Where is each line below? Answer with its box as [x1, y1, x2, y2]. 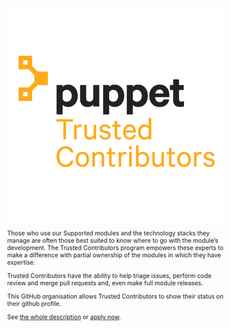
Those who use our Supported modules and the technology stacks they [7, 229, 210, 237]
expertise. [7, 259, 36, 266]
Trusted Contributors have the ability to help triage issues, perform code [7, 272, 211, 280]
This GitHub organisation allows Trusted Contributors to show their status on [7, 292, 224, 300]
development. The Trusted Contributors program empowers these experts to [7, 243, 224, 252]
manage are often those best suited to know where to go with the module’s [7, 237, 218, 244]
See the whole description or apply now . [7, 313, 122, 321]
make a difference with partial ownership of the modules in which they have [7, 251, 222, 259]
